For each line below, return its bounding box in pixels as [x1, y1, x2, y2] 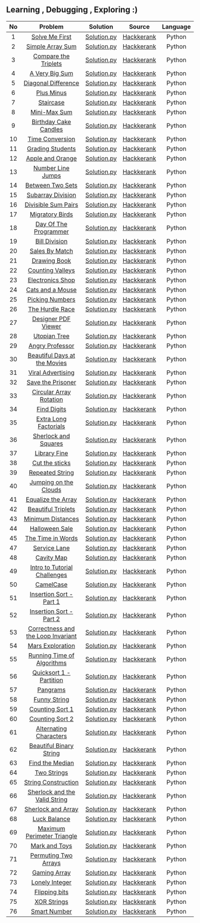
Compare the [33, 52, 70, 60]
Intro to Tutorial [30, 563, 73, 571]
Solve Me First [31, 32, 71, 41]
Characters [35, 731, 67, 740]
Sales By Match [29, 247, 73, 255]
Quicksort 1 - [32, 668, 71, 676]
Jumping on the [29, 478, 73, 486]
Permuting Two [30, 851, 73, 859]
